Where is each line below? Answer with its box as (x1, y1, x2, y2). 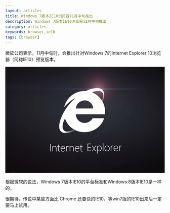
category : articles (5, 24, 47, 29)
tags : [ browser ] (5, 35, 39, 40)
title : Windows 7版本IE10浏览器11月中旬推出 (5, 13, 93, 19)
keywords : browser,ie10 (5, 29, 56, 35)
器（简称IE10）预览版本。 (5, 56, 58, 62)
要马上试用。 (5, 202, 32, 208)
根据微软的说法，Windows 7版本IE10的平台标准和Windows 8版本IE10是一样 (5, 179, 162, 185)
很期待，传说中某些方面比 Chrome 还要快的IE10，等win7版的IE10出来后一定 (5, 196, 162, 202)
